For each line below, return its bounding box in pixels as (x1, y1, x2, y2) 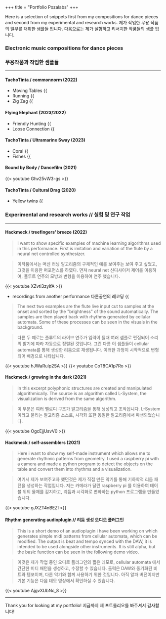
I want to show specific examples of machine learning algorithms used (17, 240, 161, 246)
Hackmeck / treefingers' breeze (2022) (5, 229, 87, 235)
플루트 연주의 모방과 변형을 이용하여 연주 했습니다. (24, 273, 120, 279)
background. (17, 324, 43, 330)
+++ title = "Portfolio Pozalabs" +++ (5, 4, 79, 10)
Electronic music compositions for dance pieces (5, 44, 124, 51)
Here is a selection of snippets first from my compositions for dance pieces (5, 14, 159, 19)
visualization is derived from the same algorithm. (17, 396, 117, 401)
